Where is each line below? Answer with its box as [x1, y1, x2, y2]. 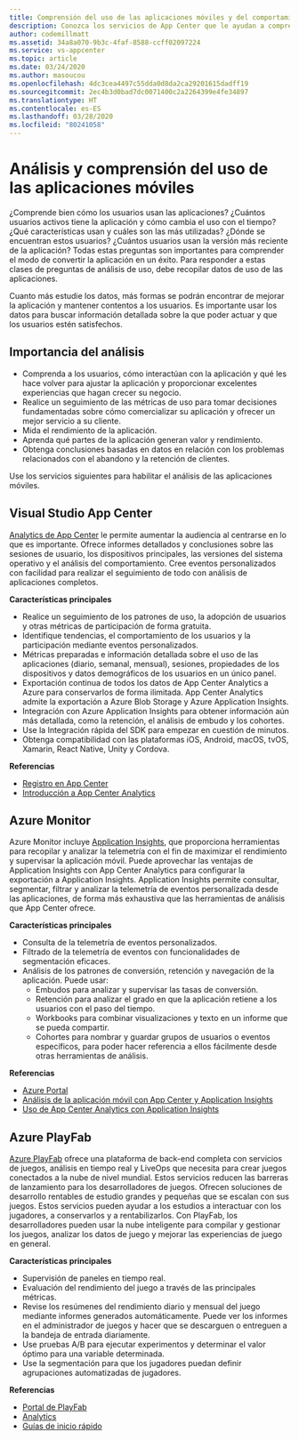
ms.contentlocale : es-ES [9, 104, 101, 113]
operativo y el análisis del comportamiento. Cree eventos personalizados [9, 558, 277, 568]
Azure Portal [21, 1085, 69, 1096]
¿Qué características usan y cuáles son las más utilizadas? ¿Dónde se [9, 226, 265, 237]
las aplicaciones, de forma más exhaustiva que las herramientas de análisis [9, 893, 286, 904]
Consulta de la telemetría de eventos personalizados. [21, 937, 218, 948]
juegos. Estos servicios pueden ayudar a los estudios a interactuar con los [9, 1201, 282, 1211]
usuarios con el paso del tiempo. [35, 1003, 156, 1014]
